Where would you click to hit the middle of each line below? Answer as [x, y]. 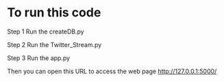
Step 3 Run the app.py [39, 58]
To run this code [54, 13]
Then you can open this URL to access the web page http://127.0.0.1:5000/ [112, 71]
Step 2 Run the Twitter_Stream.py [54, 44]
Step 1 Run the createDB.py [46, 31]
